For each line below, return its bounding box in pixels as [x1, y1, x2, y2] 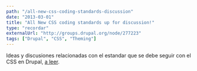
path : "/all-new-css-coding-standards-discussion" [6, 8, 134, 15]
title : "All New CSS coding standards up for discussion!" [6, 19, 155, 25]
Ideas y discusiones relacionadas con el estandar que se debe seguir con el [6, 52, 191, 59]
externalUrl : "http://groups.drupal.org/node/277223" [6, 31, 142, 36]
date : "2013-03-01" [6, 14, 54, 20]
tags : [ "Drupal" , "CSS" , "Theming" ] [6, 36, 96, 42]
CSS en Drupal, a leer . [6, 58, 60, 65]
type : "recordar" [6, 25, 49, 31]
